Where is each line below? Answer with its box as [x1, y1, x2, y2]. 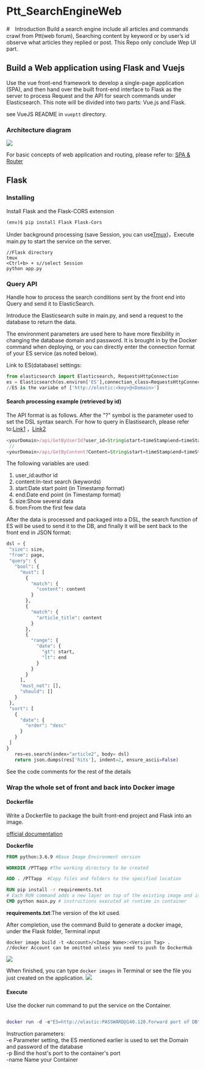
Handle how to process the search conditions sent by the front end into [6, 293, 185, 301]
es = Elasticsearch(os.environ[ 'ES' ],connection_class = [6, 379, 151, 385]
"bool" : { [14, 564, 40, 570]
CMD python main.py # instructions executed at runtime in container [6, 898, 187, 905]
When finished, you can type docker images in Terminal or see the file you [6, 967, 192, 974]
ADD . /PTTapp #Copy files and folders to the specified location [6, 876, 182, 882]
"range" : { [31, 637, 59, 644]
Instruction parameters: [6, 1030, 65, 1037]
